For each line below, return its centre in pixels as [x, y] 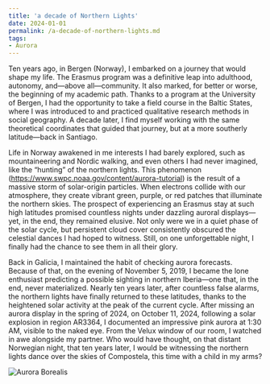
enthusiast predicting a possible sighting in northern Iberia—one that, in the [134, 279]
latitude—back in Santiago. [53, 137]
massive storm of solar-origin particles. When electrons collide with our [127, 187]
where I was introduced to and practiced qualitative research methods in [129, 111]
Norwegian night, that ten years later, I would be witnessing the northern [129, 348]
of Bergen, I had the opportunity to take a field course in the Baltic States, [130, 103]
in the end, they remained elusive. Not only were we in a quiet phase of [141, 221]
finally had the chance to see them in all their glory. [93, 247]
